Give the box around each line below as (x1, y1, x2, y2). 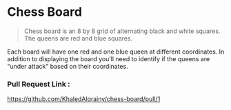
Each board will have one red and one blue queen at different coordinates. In (7, 47, 225, 56)
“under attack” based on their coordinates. (7, 62, 129, 70)
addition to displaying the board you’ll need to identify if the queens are (7, 54, 210, 63)
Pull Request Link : (7, 79, 70, 89)
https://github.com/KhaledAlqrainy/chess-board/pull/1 (7, 95, 161, 103)
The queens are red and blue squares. (23, 34, 133, 42)
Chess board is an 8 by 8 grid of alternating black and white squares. (23, 27, 221, 35)
